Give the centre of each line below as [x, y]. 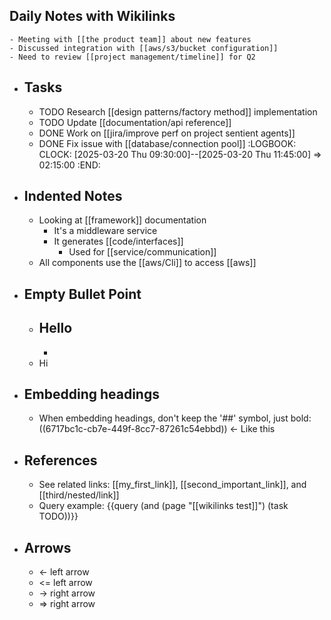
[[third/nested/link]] [79, 495]
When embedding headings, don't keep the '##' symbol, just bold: [175, 418]
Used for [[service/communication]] [142, 252]
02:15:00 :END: [69, 165]
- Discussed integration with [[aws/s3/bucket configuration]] [144, 48]
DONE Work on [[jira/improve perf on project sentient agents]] [167, 133]
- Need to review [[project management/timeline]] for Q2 [132, 57]
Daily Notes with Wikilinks [92, 16]
